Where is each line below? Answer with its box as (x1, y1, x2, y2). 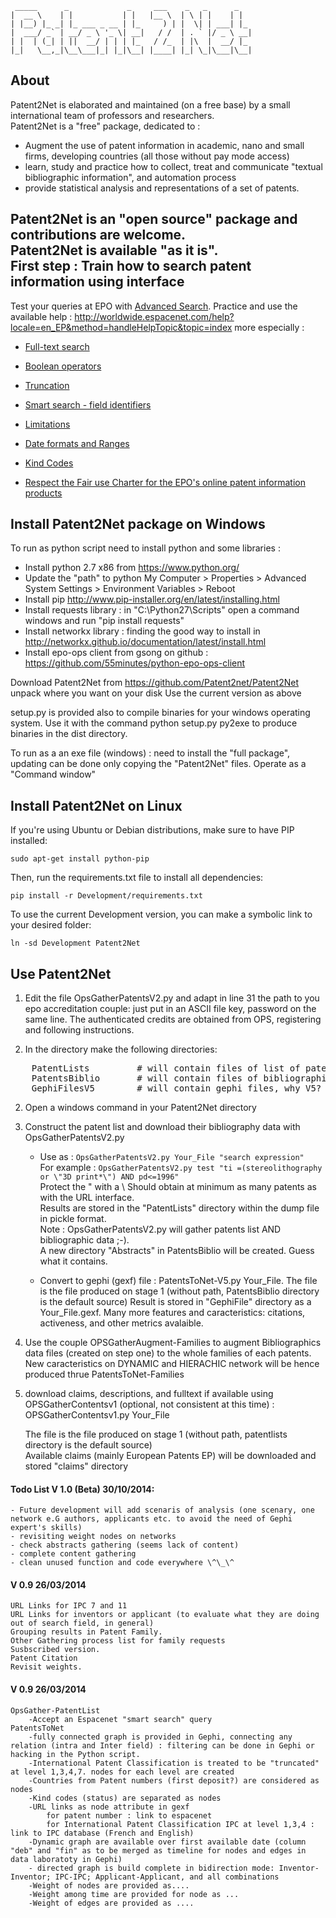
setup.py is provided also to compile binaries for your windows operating (10, 707, 311, 719)
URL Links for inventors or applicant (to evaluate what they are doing (10, 1610, 320, 1620)
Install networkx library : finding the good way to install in (24, 625, 261, 637)
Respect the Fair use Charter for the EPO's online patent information (24, 476, 306, 488)
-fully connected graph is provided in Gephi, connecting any (28, 1732, 293, 1742)
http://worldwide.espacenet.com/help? (74, 310, 235, 322)
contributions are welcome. (10, 227, 187, 244)
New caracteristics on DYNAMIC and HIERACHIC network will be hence (24, 1358, 320, 1370)
